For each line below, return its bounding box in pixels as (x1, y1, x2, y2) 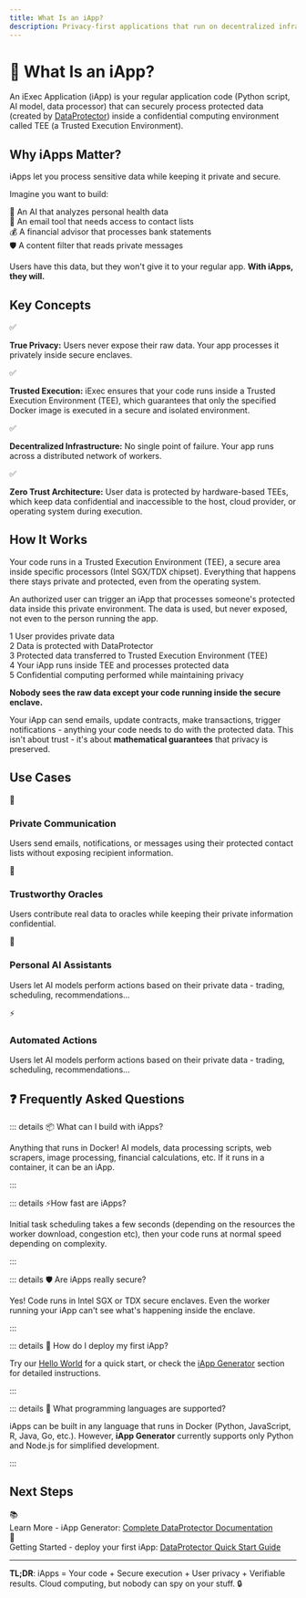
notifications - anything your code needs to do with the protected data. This (9, 724, 294, 735)
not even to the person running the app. (9, 612, 159, 623)
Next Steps (9, 1484, 74, 1499)
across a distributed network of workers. (9, 451, 162, 462)
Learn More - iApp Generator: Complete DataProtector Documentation (9, 1521, 273, 1533)
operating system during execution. (9, 506, 143, 517)
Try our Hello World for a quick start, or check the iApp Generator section (9, 1357, 285, 1369)
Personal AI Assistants (9, 959, 112, 972)
